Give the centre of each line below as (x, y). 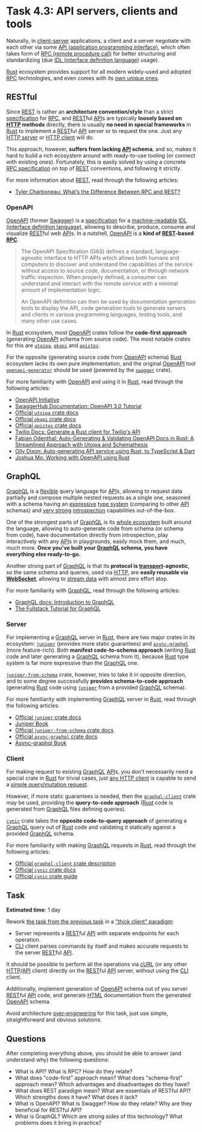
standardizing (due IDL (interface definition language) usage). (83, 60)
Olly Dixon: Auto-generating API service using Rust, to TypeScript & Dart (105, 451)
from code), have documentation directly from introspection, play (87, 535)
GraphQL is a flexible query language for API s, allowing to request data (94, 491)
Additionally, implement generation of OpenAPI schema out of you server (97, 989)
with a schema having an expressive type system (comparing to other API (98, 504)
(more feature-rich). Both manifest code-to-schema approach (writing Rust (101, 650)
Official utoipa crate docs (47, 413)
